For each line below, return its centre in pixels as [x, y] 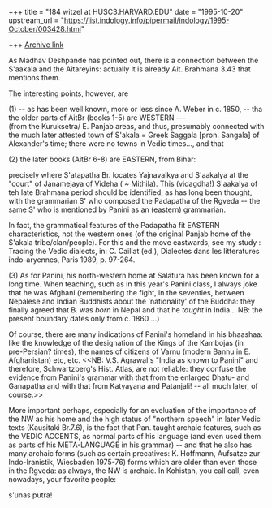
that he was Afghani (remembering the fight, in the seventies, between [126, 293]
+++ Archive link [36, 45]
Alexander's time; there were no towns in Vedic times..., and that [117, 144]
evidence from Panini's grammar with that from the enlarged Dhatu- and [129, 377]
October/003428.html [45, 29]
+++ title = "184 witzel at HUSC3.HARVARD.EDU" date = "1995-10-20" [126, 12]
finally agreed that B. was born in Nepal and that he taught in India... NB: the [136, 310]
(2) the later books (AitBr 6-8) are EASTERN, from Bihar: [102, 159]
